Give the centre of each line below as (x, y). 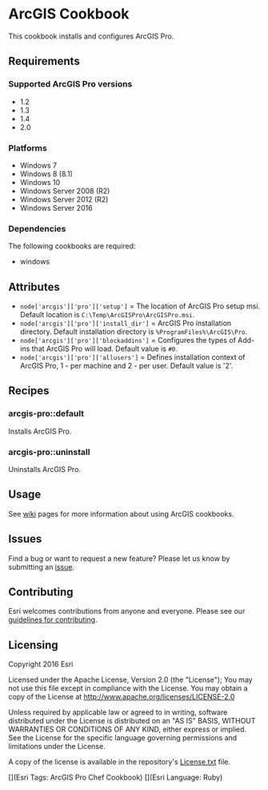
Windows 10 (40, 182)
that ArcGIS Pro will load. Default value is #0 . (105, 349)
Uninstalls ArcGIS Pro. (45, 470)
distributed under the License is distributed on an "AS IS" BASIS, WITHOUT (132, 721)
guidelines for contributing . (53, 620)
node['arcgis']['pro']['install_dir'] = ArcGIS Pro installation (126, 323)
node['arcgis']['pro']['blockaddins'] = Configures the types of (128, 341)
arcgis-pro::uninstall (49, 452)
